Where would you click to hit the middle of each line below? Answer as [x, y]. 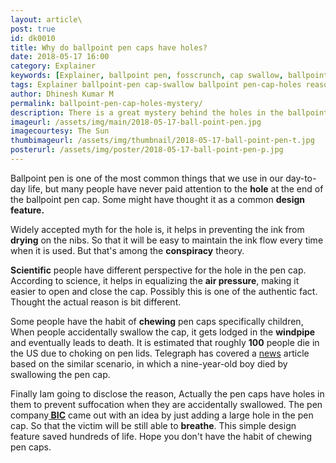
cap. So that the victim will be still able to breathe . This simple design [153, 425]
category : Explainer [53, 66]
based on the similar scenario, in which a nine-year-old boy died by [149, 363]
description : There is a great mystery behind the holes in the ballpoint [169, 112]
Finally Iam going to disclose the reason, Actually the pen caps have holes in [167, 393]
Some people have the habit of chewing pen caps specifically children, [157, 321]
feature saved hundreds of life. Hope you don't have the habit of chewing [161, 436]
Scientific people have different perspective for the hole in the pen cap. [158, 270]
